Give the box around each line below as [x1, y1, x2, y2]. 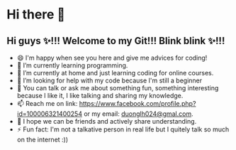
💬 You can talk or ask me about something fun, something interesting [16, 84, 219, 92]
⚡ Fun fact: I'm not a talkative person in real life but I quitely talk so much [16, 125, 230, 134]
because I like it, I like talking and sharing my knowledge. [16, 92, 184, 100]
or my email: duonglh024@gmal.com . [84, 109, 193, 118]
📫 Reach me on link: [16, 100, 78, 107]
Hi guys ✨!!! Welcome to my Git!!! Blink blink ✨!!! [6, 35, 225, 47]
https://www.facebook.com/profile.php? [79, 100, 196, 107]
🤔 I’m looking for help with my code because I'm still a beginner [16, 76, 203, 85]
